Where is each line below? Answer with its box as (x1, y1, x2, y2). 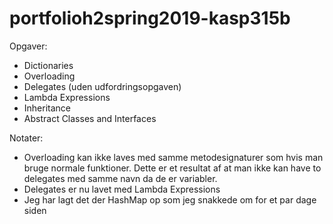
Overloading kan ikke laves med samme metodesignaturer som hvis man (23, 151, 324, 163)
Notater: (9, 132, 44, 144)
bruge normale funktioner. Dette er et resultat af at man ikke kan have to (23, 162, 322, 174)
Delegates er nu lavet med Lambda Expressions (23, 183, 221, 195)
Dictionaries (23, 59, 74, 71)
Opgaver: (9, 40, 48, 52)
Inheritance (23, 102, 72, 114)
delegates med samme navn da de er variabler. (23, 172, 218, 184)
